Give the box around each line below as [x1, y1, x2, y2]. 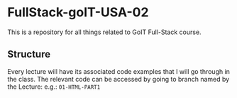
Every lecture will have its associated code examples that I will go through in [7, 67, 231, 75]
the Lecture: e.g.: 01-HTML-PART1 [7, 82, 101, 91]
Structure [7, 48, 51, 60]
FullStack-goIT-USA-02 [7, 4, 149, 21]
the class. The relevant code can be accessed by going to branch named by [7, 75, 230, 83]
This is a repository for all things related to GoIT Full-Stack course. [7, 28, 202, 36]
